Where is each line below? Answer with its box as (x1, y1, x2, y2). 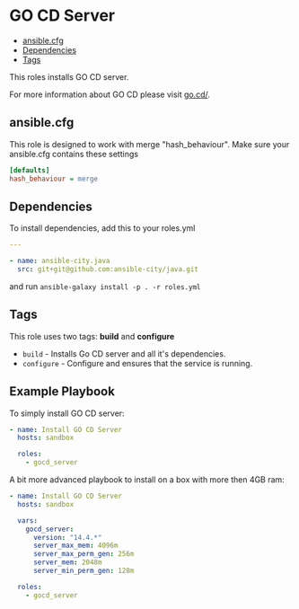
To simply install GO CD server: (9, 408, 125, 419)
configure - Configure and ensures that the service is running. (22, 357, 253, 368)
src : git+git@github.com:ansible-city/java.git (17, 265, 199, 274)
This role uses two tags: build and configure (9, 331, 175, 341)
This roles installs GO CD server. (9, 71, 129, 82)
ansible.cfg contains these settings (9, 148, 139, 159)
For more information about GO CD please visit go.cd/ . (9, 89, 211, 100)
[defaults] (9, 165, 50, 175)
